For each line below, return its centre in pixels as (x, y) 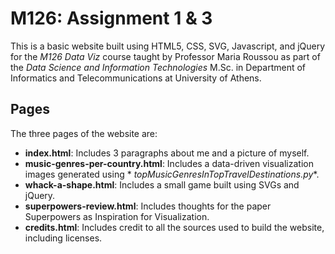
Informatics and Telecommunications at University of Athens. (136, 78)
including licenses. (63, 238)
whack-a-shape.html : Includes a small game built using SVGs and (162, 184)
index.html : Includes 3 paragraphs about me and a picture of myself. (167, 153)
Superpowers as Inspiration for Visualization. (117, 216)
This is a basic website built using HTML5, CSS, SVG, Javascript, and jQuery (168, 46)
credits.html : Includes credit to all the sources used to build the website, (174, 227)
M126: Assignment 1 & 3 (111, 18)
